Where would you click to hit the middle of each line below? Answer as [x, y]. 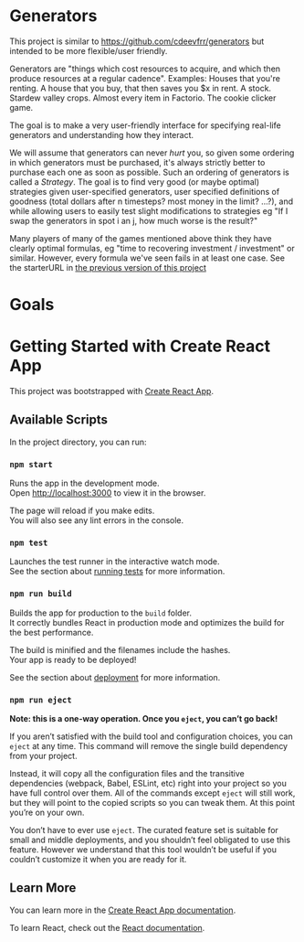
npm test [29, 543]
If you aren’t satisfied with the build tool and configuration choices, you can [152, 736]
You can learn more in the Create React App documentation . [123, 910]
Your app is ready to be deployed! [73, 659]
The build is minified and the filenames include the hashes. [120, 649]
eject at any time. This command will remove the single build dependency [149, 746]
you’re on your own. [47, 813]
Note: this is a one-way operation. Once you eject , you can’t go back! [144, 719]
